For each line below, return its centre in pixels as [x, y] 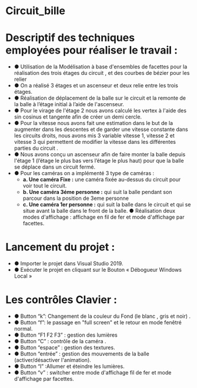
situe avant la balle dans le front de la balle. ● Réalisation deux [99, 211]
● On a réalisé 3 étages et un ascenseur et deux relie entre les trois [96, 86]
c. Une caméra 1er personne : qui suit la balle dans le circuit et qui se [107, 205]
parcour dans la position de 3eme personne [76, 198]
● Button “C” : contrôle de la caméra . [60, 341]
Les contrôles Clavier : [61, 300]
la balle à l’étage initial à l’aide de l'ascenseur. [69, 104]
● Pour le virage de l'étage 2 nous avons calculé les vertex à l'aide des [100, 111]
